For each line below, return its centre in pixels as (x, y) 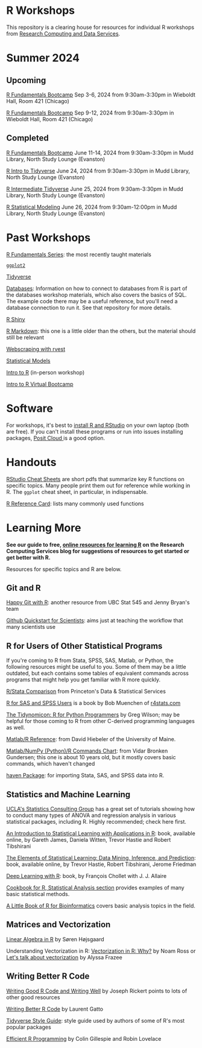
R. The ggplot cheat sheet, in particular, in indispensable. (77, 491)
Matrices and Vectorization (58, 925)
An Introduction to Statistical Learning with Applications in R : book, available (101, 833)
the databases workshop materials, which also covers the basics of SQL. (96, 295)
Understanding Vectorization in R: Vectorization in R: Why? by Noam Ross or (101, 951)
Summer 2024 (43, 58)
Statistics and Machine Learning (68, 794)
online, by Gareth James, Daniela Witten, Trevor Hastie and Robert (89, 839)
